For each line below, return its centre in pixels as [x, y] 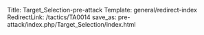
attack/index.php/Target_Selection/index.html [71, 24]
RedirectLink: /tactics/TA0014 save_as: [62, 17]
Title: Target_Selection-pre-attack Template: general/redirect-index [102, 10]
